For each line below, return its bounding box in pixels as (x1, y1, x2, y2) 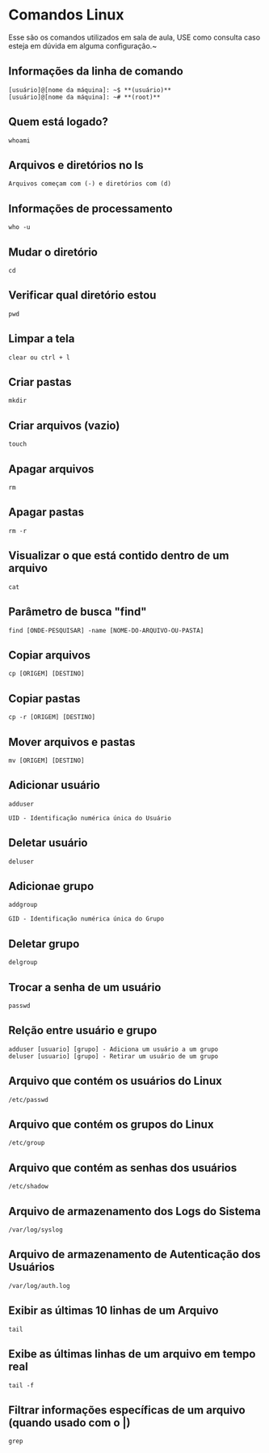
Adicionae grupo (8, 879, 95, 893)
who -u (8, 223, 31, 231)
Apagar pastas (8, 506, 85, 519)
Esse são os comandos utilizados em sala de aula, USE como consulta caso (8, 32, 261, 42)
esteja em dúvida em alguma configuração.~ (8, 40, 158, 50)
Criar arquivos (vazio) (8, 418, 120, 432)
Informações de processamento (8, 201, 173, 215)
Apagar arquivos (8, 462, 95, 476)
